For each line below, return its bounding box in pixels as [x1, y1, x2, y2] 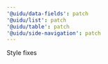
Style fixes [6, 49, 37, 57]
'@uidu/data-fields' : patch [6, 10, 89, 17]
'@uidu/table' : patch [6, 23, 70, 30]
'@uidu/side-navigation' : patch [6, 29, 101, 37]
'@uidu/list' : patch [6, 17, 67, 24]
